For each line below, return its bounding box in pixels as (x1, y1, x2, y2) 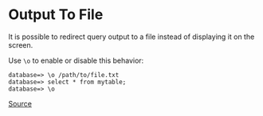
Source (8, 99, 32, 108)
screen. (8, 40, 33, 49)
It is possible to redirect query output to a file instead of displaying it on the (8, 32, 255, 41)
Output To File (8, 6, 104, 24)
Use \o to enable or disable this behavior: (8, 56, 144, 65)
